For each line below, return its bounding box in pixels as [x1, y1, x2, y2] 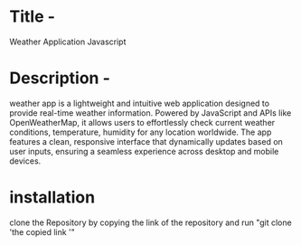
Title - [9, 6, 56, 27]
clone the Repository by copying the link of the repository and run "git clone [9, 217, 292, 228]
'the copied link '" [9, 226, 75, 237]
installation [9, 187, 96, 208]
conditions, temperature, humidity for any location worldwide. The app [9, 127, 272, 137]
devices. [9, 155, 42, 166]
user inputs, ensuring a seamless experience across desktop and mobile [9, 146, 279, 156]
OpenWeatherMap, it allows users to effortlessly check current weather [9, 117, 276, 127]
